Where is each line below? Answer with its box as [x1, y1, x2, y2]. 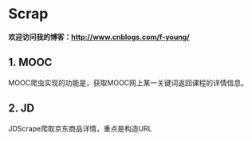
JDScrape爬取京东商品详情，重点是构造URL [8, 123, 153, 133]
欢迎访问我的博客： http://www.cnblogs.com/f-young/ [8, 32, 190, 41]
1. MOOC [8, 56, 53, 69]
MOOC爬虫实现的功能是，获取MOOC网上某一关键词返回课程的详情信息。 [8, 77, 249, 88]
